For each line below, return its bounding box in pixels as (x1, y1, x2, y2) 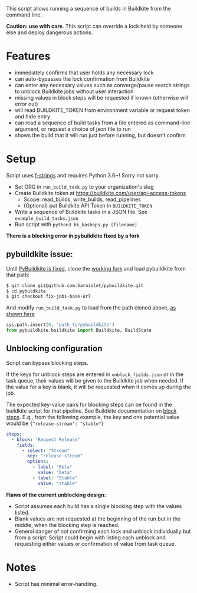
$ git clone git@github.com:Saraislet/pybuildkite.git (6, 282, 144, 288)
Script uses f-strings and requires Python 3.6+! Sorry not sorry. (6, 172, 160, 179)
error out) (14, 100, 38, 107)
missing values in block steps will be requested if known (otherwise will (14, 94, 189, 101)
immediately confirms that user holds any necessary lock (14, 69, 154, 76)
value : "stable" (37, 480, 78, 486)
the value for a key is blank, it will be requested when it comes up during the (6, 383, 192, 390)
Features (6, 50, 51, 63)
